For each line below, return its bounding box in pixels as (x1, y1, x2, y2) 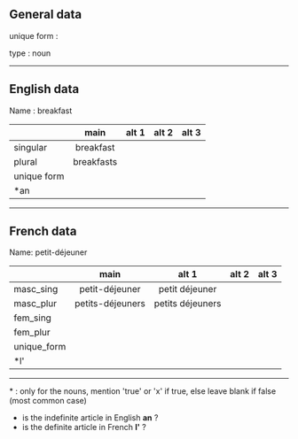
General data (9, 7, 82, 22)
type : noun (9, 48, 51, 58)
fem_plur (13, 327, 51, 339)
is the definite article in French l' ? (21, 422, 146, 433)
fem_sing (13, 312, 51, 324)
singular (13, 141, 47, 153)
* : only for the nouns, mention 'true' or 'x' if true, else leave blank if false (9, 386, 277, 397)
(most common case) (9, 396, 87, 406)
